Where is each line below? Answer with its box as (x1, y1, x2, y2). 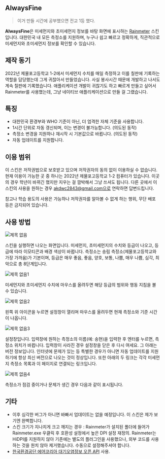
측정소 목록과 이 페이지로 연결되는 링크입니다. (10, 361, 98, 367)
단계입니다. (26, 261, 48, 267)
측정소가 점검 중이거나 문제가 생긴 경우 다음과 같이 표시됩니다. (5, 382, 124, 388)
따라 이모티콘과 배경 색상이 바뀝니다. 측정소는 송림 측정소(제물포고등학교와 (14, 248, 157, 254)
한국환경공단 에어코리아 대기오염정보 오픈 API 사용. (12, 448, 110, 454)
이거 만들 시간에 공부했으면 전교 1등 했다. (17, 17, 96, 24)
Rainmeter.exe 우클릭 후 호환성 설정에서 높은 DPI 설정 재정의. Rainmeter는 (12, 430, 157, 436)
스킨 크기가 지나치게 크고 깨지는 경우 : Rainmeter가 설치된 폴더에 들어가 (12, 424, 150, 429)
